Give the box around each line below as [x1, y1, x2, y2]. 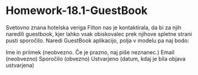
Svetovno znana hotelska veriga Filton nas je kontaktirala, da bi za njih [5, 24, 182, 31]
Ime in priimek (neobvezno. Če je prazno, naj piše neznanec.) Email [5, 48, 175, 55]
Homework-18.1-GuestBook [5, 4, 148, 18]
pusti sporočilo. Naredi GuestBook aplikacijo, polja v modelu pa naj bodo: [5, 37, 189, 44]
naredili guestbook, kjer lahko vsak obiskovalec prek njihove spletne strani [5, 30, 193, 37]
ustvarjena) [5, 62, 35, 69]
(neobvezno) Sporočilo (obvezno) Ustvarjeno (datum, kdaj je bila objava [5, 55, 186, 62]
